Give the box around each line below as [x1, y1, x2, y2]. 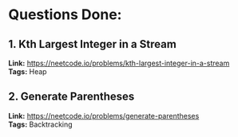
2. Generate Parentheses [8, 90, 135, 104]
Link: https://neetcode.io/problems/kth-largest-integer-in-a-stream [8, 58, 230, 68]
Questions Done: [8, 6, 122, 24]
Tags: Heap [8, 67, 47, 76]
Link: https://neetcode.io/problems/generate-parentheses [8, 111, 200, 120]
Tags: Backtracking [8, 119, 73, 129]
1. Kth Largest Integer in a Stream [8, 37, 177, 51]
